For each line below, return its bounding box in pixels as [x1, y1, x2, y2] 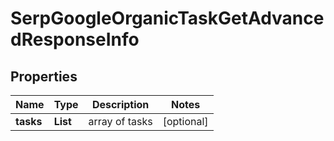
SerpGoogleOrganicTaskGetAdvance [10, 7, 325, 30]
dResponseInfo [10, 28, 140, 51]
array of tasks [88, 115, 153, 128]
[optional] [162, 115, 209, 128]
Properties [10, 68, 78, 85]
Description [91, 98, 150, 111]
